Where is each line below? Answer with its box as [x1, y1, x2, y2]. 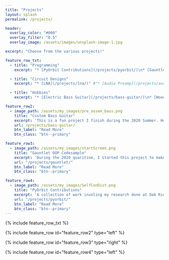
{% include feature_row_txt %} [5, 220, 69, 226]
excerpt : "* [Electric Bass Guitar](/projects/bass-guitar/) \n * [14, 95, 152, 100]
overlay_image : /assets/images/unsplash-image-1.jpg [10, 40, 123, 45]
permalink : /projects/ [5, 17, 53, 22]
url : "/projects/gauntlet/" [14, 159, 73, 165]
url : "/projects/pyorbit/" [14, 197, 71, 202]
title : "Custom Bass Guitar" [14, 113, 75, 118]
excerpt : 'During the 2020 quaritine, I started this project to [14, 155, 154, 160]
